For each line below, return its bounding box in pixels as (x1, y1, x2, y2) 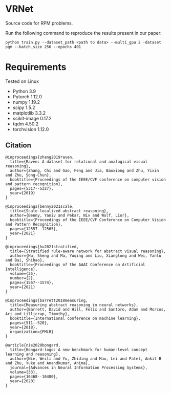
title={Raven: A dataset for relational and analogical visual (10, 159, 147, 164)
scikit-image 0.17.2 (12, 115, 52, 121)
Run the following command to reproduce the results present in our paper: (5, 30, 162, 36)
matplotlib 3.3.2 (12, 110, 46, 116)
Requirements (5, 61, 67, 73)
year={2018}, (10, 324, 38, 330)
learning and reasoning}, (5, 352, 60, 357)
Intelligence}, (5, 267, 38, 272)
